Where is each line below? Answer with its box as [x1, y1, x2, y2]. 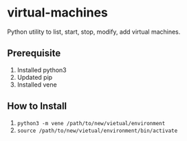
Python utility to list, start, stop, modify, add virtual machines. [7, 28, 181, 36]
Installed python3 [16, 65, 67, 74]
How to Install [7, 100, 67, 112]
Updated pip [16, 73, 53, 81]
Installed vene [16, 80, 57, 89]
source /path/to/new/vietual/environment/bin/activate [16, 127, 178, 134]
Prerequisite [7, 47, 61, 59]
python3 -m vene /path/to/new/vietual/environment [16, 120, 166, 127]
